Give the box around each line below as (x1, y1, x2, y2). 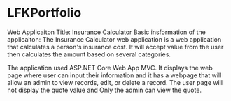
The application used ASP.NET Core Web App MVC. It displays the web (7, 63, 213, 72)
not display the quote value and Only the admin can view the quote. (7, 86, 202, 94)
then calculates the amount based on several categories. (7, 50, 171, 59)
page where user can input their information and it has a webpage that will (7, 71, 222, 79)
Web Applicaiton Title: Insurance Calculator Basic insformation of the (7, 28, 206, 36)
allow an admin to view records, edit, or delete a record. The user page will (7, 78, 223, 86)
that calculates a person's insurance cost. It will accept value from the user (7, 42, 224, 51)
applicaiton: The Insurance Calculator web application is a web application (7, 35, 222, 43)
